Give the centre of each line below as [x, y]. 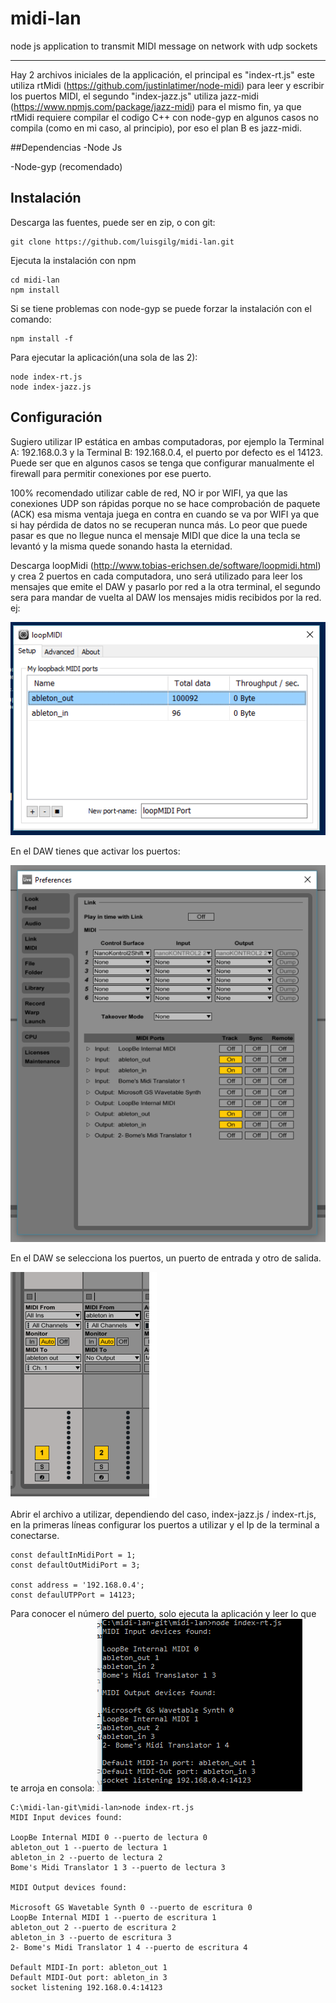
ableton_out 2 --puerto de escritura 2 [93, 1927]
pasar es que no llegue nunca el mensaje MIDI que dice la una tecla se [155, 535]
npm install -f [42, 338]
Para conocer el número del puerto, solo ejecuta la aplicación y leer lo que [163, 1613]
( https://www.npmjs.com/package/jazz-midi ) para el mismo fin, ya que [156, 106]
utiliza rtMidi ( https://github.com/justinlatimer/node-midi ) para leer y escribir [167, 85]
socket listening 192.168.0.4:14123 [86, 1987]
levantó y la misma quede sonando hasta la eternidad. [121, 546]
